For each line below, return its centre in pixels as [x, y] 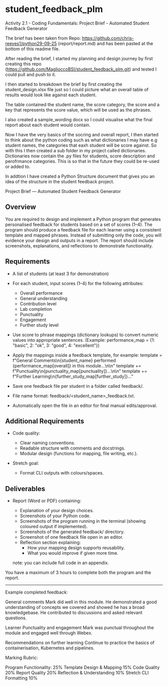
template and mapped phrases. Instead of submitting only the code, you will [83, 235]
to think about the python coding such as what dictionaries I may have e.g [81, 140]
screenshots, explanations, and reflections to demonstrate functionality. [79, 246]
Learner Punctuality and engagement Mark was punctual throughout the [79, 628]
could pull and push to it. [31, 74]
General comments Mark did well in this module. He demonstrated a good [81, 602]
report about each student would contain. [48, 125]
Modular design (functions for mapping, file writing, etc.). [79, 453]
